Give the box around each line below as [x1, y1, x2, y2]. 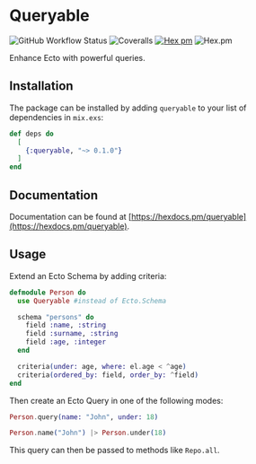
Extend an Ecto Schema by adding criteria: [9, 270, 167, 281]
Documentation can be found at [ [9, 211, 132, 222]
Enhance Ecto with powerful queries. [9, 52, 146, 63]
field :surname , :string [25, 329, 119, 338]
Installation [9, 78, 74, 94]
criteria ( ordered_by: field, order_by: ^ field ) [17, 370, 199, 380]
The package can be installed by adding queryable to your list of [9, 102, 247, 113]
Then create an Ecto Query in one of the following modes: [9, 395, 224, 406]
